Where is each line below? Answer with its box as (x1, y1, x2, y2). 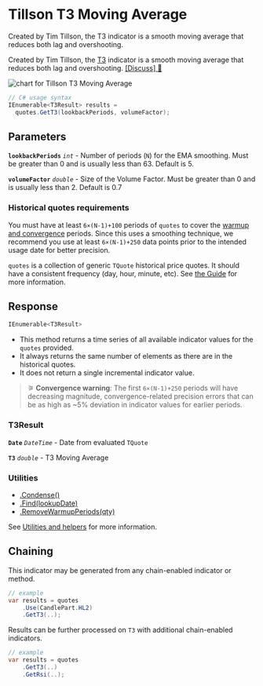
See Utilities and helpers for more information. (8, 522, 157, 531)
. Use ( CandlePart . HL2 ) (22, 604, 93, 611)
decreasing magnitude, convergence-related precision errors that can (27, 392, 254, 401)
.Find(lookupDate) (19, 498, 79, 508)
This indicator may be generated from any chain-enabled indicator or (8, 565, 232, 575)
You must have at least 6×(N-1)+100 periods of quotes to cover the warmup (8, 220, 250, 229)
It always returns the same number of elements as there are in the (19, 352, 233, 361)
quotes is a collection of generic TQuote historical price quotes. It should (8, 261, 240, 270)
